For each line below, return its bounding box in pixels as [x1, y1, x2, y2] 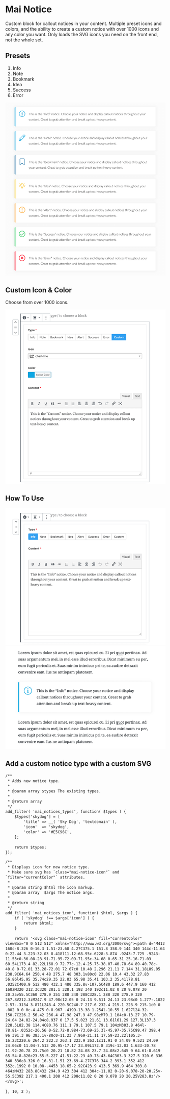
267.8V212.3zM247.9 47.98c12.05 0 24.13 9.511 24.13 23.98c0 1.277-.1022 [5, 997, 165, 1003]
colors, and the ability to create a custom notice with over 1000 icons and [5, 26, 159, 32]
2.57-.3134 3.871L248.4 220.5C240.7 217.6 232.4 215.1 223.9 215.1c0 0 [5, 1003, 160, 1008]
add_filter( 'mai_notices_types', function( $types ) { [5, 809, 126, 814]
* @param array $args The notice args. [7, 890, 95, 895]
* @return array [7, 799, 42, 804]
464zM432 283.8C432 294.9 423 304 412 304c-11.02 [5, 1069, 113, 1074]
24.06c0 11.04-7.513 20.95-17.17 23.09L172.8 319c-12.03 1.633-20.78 [5, 1043, 156, 1048]
